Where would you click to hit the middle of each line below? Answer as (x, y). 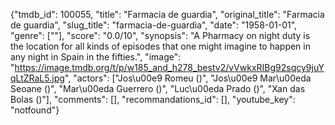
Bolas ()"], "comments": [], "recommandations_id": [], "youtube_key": (153, 99)
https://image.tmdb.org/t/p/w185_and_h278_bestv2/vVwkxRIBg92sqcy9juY (169, 67)
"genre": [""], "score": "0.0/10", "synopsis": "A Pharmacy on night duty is (160, 35)
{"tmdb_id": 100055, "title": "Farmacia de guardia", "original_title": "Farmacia (167, 14)
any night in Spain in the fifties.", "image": (96, 57)
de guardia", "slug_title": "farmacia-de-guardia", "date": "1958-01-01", (154, 25)
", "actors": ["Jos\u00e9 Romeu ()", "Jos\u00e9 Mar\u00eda (188, 78)
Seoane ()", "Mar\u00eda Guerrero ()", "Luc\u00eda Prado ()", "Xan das (158, 88)
